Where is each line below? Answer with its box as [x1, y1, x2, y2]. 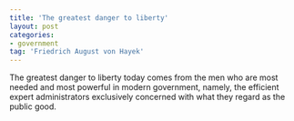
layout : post [9, 22, 59, 31]
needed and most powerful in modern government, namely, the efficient [9, 82, 279, 93]
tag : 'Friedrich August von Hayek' [9, 47, 145, 56]
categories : [9, 30, 55, 39]
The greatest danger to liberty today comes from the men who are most [9, 72, 279, 83]
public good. [9, 101, 57, 112]
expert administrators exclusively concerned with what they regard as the [9, 92, 286, 103]
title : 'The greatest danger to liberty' [9, 13, 169, 23]
